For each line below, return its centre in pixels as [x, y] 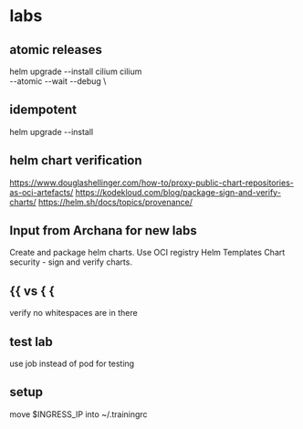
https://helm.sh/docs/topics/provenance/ [115, 202]
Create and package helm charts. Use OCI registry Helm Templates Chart [147, 253]
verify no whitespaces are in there [74, 313]
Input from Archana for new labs [104, 230]
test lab [31, 342]
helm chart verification [76, 161]
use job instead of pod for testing [72, 364]
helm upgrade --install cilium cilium [76, 71]
